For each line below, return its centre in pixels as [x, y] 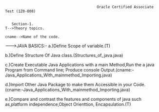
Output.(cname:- [117, 70]
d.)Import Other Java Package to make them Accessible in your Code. [75, 84]
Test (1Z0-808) [20, 11]
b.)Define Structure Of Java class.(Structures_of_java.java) [64, 55]
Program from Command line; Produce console [52, 70]
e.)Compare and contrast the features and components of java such [73, 99]
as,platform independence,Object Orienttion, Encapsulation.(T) [68, 104]
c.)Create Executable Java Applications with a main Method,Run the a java [80, 65]
